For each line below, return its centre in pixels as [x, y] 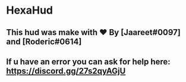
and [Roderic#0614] [44, 41]
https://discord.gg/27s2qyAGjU [66, 71]
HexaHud [30, 10]
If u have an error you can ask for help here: [88, 61]
